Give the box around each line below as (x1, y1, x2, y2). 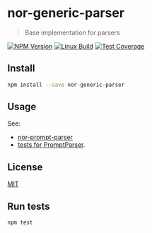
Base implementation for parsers (24, 28, 120, 37)
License (7, 161, 43, 173)
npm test (7, 219, 33, 227)
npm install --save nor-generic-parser (7, 81, 125, 88)
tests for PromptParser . (17, 141, 86, 149)
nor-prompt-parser (17, 133, 73, 142)
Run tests (7, 200, 50, 213)
